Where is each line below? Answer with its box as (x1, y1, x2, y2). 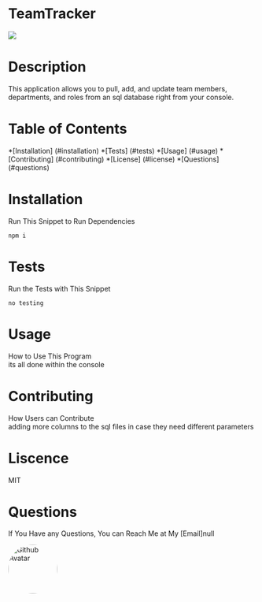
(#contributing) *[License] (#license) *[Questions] (55, 154, 220, 164)
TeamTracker (8, 5, 96, 23)
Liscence (8, 449, 69, 467)
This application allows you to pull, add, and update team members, (8, 84, 227, 93)
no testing (8, 299, 44, 307)
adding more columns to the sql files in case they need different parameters (8, 422, 254, 431)
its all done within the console (8, 359, 105, 369)
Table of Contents (8, 120, 127, 138)
